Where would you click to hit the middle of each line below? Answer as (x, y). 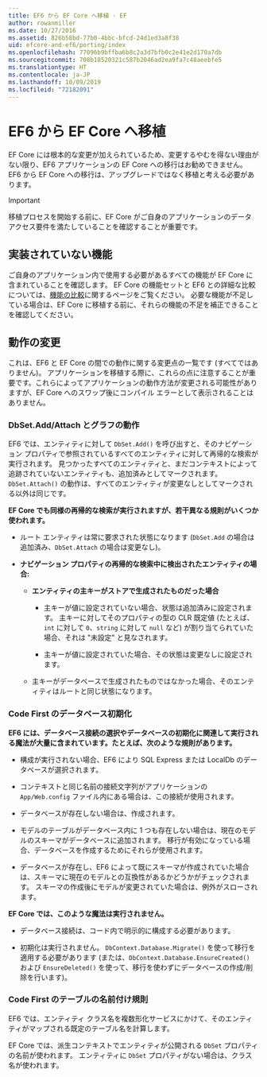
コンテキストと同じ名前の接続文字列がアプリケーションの (114, 786)
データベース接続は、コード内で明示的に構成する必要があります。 (127, 930)
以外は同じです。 (43, 494)
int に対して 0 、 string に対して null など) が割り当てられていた (149, 628)
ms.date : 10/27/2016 (43, 30)
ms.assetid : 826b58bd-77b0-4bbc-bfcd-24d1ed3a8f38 (94, 38)
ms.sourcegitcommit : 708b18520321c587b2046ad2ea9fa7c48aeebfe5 (115, 60)
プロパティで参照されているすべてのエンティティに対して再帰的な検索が (141, 454)
